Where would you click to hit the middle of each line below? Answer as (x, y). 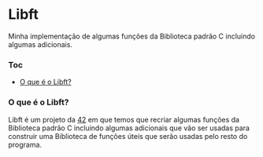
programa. (25, 144)
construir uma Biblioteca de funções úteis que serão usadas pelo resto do (128, 136)
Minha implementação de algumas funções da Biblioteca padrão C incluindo (132, 36)
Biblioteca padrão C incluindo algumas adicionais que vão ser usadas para (129, 128)
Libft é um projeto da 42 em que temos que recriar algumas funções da (124, 119)
